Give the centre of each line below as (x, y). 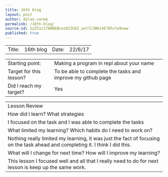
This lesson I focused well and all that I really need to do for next (83, 161)
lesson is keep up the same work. (47, 167)
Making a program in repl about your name (104, 63)
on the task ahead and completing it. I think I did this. (69, 145)
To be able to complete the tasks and (97, 71)
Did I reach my (25, 86)
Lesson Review (25, 106)
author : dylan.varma (27, 19)
